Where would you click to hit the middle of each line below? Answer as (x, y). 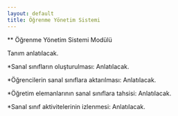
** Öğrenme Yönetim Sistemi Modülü (60, 39)
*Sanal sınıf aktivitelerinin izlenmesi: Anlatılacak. (76, 106)
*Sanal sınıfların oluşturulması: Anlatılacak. (68, 66)
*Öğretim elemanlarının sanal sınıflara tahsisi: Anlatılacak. (89, 93)
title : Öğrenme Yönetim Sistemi (54, 20)
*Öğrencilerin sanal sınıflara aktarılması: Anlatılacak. (82, 79)
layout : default (30, 13)
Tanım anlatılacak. (33, 53)
